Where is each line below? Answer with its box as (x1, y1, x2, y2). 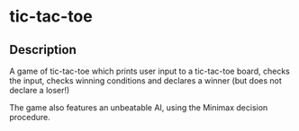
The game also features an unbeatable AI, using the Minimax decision (9, 102, 268, 113)
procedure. (9, 112, 51, 122)
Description (9, 42, 77, 57)
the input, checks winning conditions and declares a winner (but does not (9, 75, 282, 86)
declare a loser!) (9, 85, 70, 95)
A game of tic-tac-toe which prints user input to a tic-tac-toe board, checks (9, 65, 290, 76)
